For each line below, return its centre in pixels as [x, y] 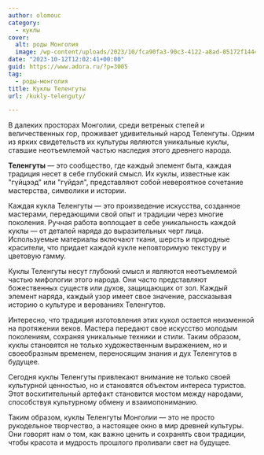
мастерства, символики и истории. [67, 191]
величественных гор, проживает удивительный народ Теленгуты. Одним [131, 134]
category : [24, 23]
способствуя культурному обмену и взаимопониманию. [103, 402]
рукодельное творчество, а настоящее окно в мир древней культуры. [126, 426]
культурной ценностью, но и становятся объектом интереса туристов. [127, 386]
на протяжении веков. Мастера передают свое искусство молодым [123, 328]
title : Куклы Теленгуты [47, 89]
